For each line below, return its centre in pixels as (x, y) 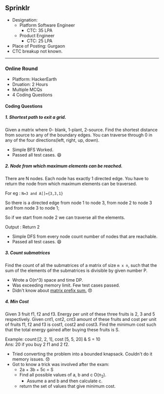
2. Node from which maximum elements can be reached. (64, 166)
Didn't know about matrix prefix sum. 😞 (52, 290)
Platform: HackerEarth (34, 79)
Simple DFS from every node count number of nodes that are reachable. (85, 236)
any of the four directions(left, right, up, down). (52, 140)
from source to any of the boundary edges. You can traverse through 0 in (79, 135)
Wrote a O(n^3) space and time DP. (47, 280)
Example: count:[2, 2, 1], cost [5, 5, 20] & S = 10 (53, 339)
